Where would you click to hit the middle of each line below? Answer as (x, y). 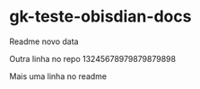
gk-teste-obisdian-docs (100, 17)
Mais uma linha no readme (58, 76)
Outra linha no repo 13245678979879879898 (93, 58)
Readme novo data (44, 41)
